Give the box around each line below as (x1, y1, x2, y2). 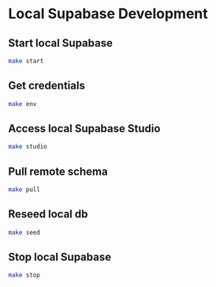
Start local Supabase (8, 36, 113, 50)
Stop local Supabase (8, 251, 112, 264)
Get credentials (8, 79, 85, 93)
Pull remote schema (8, 164, 108, 178)
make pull (8, 186, 41, 194)
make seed (8, 228, 41, 236)
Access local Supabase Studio (8, 122, 161, 135)
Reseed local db (8, 207, 88, 221)
